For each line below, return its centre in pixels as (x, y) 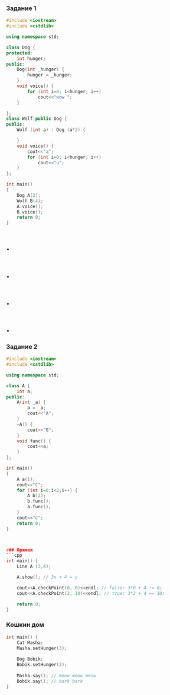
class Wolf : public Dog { (37, 119)
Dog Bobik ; (30, 659)
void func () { (34, 441)
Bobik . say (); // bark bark (50, 681)
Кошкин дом (25, 625)
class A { (18, 386)
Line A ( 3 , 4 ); (34, 567)
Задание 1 (21, 8)
